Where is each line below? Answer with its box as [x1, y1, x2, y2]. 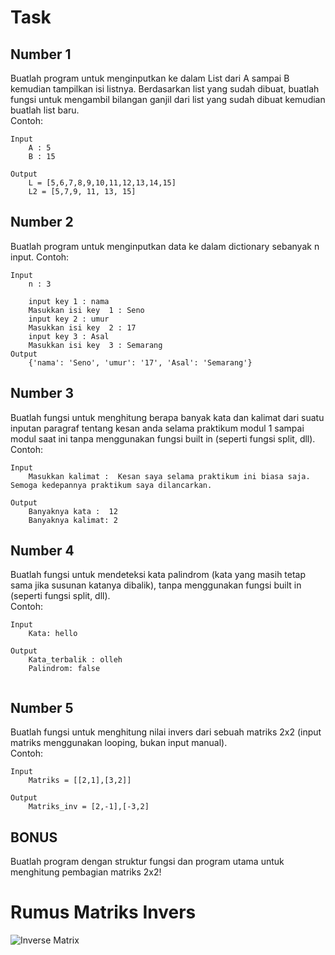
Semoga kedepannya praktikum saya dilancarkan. [10, 480, 213, 490]
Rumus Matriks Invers [10, 901, 197, 924]
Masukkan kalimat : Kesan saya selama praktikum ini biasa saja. [28, 471, 311, 481]
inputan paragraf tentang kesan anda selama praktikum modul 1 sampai [10, 422, 305, 434]
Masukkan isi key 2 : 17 [28, 322, 137, 333]
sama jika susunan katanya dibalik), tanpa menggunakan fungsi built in [10, 579, 302, 591]
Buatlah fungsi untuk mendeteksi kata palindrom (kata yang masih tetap [10, 569, 307, 581]
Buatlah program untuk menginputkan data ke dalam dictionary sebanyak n [10, 240, 320, 252]
